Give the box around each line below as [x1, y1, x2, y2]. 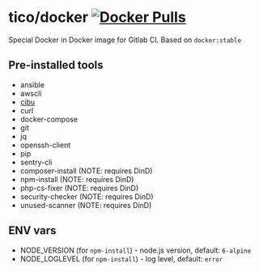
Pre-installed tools [8, 58, 104, 72]
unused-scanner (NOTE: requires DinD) [19, 200, 152, 210]
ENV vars [8, 223, 57, 238]
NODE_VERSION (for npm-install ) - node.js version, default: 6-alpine [19, 245, 252, 255]
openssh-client [19, 140, 71, 150]
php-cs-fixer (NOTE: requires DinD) [19, 183, 139, 193]
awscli [19, 88, 42, 98]
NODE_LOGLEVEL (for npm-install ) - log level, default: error [19, 253, 223, 263]
